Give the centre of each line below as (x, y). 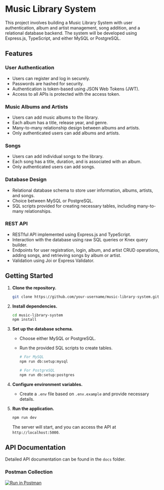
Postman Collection (29, 472)
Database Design (26, 180)
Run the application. (33, 409)
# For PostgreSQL (37, 370)
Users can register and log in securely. (51, 78)
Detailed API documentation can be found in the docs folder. (65, 459)
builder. (20, 245)
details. (27, 399)
